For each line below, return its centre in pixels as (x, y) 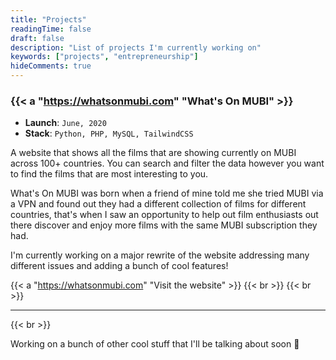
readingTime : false (51, 29)
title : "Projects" (48, 19)
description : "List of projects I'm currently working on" (136, 47)
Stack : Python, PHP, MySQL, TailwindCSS (109, 133)
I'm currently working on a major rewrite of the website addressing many (160, 255)
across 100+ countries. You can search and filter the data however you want (167, 163)
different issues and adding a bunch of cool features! (119, 266)
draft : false (37, 38)
